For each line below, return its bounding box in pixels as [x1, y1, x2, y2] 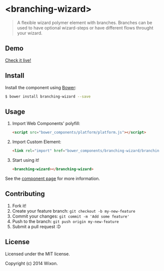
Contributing [5, 190, 45, 198]
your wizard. [17, 30, 43, 36]
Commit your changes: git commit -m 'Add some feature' [12, 213, 130, 219]
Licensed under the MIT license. [5, 251, 70, 257]
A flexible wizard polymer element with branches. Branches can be [17, 20, 153, 25]
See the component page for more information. [5, 175, 100, 181]
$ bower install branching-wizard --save [5, 94, 91, 99]
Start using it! [12, 157, 40, 163]
